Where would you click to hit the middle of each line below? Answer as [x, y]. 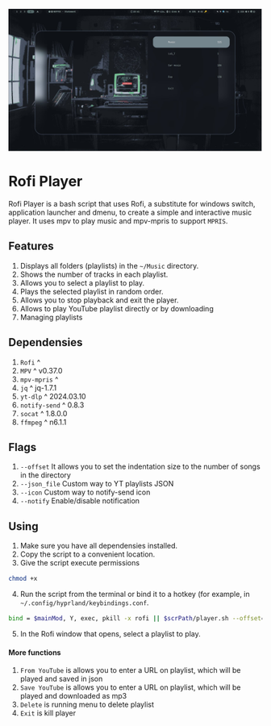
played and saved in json [61, 679]
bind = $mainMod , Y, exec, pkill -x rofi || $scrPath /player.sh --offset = [137, 619]
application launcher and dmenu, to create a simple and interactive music [130, 212]
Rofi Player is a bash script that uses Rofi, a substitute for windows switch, [132, 203]
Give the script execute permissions [79, 563]
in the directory [45, 475]
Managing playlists [51, 317]
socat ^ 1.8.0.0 [44, 413]
